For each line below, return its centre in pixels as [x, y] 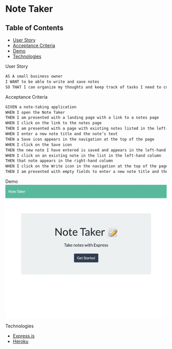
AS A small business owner [34, 76]
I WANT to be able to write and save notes [52, 82]
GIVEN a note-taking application [41, 107]
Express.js [24, 336]
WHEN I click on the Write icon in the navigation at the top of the [81, 166]
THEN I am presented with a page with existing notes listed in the [80, 128]
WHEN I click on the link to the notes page [53, 123]
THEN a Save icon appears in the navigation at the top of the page [80, 139]
